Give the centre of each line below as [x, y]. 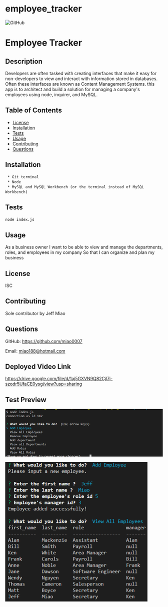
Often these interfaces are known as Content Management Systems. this [80, 84]
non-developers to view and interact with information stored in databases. [81, 79]
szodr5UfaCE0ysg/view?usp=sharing [44, 384]
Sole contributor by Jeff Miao [35, 313]
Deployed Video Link [38, 367]
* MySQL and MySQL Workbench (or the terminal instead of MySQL [75, 187]
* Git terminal [23, 177]
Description [24, 61]
